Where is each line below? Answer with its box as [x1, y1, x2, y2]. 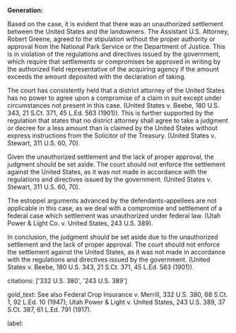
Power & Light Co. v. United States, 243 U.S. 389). [7, 219, 153, 227]
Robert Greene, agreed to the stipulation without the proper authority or [7, 35, 216, 43]
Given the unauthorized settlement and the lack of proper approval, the [7, 152, 214, 161]
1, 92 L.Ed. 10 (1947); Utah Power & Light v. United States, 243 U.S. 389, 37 [7, 298, 226, 306]
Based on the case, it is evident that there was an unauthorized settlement [7, 20, 224, 28]
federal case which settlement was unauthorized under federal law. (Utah [7, 212, 221, 220]
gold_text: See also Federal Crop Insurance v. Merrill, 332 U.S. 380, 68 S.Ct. [7, 290, 228, 298]
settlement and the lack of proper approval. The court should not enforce [7, 240, 220, 249]
